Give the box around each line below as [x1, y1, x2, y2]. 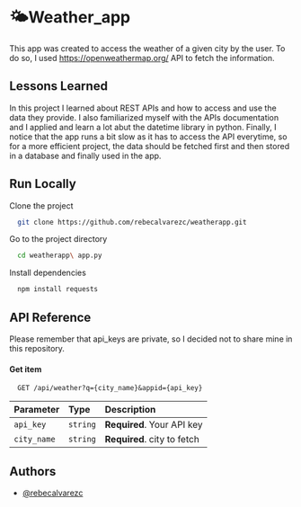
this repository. [9, 343, 66, 353]
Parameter [13, 404, 60, 416]
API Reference [9, 309, 92, 325]
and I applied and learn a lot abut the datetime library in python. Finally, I [9, 121, 277, 132]
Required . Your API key [104, 419, 203, 431]
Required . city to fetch [104, 433, 199, 446]
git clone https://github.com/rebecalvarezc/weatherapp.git [17, 218, 247, 227]
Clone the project [9, 200, 74, 211]
